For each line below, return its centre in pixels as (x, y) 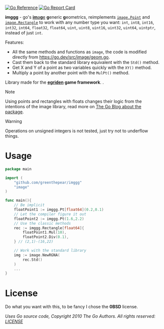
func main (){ (18, 201)
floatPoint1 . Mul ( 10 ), (45, 233)
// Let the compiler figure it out (50, 214)
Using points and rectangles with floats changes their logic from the (73, 101)
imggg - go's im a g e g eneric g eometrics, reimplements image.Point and (78, 17)
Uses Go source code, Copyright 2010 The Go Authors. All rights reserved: (80, 316)
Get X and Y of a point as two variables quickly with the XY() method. (82, 67)
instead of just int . (24, 33)
